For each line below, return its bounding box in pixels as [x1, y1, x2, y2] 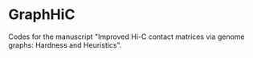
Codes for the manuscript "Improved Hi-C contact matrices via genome [8, 32, 245, 41]
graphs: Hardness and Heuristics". [8, 40, 122, 49]
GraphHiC [8, 6, 75, 24]
